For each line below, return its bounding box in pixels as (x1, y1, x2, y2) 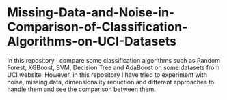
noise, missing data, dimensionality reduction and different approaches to (7, 78, 215, 86)
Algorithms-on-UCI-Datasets (7, 34, 176, 49)
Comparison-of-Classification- (7, 19, 188, 35)
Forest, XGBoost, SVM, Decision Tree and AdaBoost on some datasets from (7, 63, 220, 71)
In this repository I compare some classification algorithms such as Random (7, 56, 221, 64)
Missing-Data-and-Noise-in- (7, 5, 175, 20)
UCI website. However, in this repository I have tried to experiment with (7, 70, 207, 79)
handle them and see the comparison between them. (7, 85, 156, 93)
